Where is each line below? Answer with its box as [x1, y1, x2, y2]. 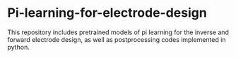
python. [7, 43, 30, 51]
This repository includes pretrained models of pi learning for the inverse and [7, 28, 230, 36]
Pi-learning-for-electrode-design [7, 5, 207, 21]
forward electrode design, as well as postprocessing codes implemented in [7, 35, 226, 43]
